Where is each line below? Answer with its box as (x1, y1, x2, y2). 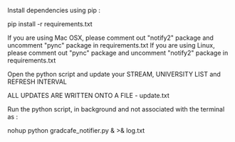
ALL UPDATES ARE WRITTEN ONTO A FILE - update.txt (7, 92, 169, 99)
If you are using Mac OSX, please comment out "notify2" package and (7, 33, 214, 42)
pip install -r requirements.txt (7, 20, 93, 28)
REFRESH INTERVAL (7, 77, 68, 86)
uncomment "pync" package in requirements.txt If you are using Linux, (7, 41, 215, 49)
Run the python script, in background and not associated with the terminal (7, 105, 225, 113)
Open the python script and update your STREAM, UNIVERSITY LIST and (7, 70, 221, 78)
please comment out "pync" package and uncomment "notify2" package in (7, 49, 229, 57)
